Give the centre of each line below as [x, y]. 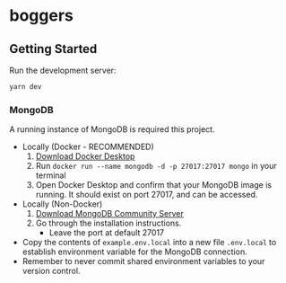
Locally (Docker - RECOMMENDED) [88, 147]
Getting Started [53, 49]
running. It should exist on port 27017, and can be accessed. [147, 195]
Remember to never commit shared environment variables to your [143, 261]
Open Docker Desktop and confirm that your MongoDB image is [153, 185]
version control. [51, 271]
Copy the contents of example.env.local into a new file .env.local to [149, 243]
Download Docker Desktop [85, 156]
